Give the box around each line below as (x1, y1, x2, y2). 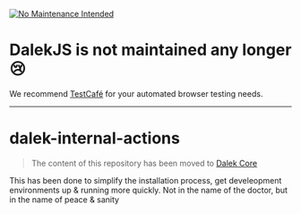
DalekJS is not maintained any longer (9, 40, 292, 60)
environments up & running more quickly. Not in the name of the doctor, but (9, 184, 288, 195)
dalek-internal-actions (9, 128, 181, 149)
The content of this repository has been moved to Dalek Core (30, 158, 258, 168)
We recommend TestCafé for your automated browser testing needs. (9, 88, 263, 98)
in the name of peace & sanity (9, 193, 119, 205)
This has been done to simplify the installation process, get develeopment (9, 175, 282, 185)
